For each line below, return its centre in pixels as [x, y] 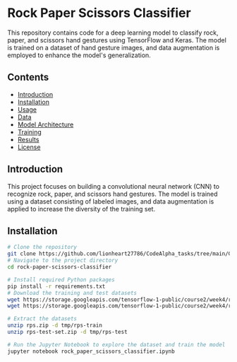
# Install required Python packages [61, 280]
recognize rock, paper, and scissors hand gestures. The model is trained [113, 194]
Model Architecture [45, 124]
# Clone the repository [42, 247]
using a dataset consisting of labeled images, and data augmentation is [111, 201]
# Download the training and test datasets [72, 293]
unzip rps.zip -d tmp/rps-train [55, 326]
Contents [28, 77]
